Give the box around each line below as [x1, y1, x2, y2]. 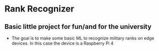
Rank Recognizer [4, 3, 75, 14]
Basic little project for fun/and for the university [4, 23, 152, 31]
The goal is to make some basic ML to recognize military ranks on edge [11, 35, 155, 41]
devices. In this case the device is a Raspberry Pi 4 [11, 40, 113, 46]
